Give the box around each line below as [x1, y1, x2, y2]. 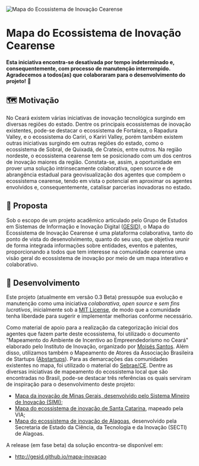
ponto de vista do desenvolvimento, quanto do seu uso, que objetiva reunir [6, 235, 190, 243]
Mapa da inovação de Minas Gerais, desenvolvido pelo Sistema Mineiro [14, 392, 190, 400]
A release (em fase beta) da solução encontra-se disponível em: [6, 442, 163, 449]
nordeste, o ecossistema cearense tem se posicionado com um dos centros [6, 152, 192, 159]
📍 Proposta [6, 201, 48, 211]
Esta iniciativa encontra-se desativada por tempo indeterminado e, [6, 58, 175, 65]
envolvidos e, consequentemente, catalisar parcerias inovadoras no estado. [6, 183, 192, 191]
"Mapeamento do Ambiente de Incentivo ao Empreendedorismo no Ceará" [6, 337, 189, 344]
